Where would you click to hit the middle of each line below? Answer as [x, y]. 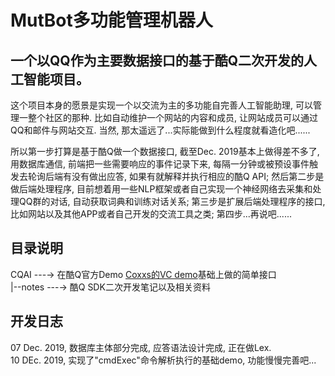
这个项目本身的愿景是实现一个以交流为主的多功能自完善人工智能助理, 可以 [161, 105]
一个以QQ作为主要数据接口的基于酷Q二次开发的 [157, 60]
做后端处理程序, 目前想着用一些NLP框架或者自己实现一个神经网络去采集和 [161, 189]
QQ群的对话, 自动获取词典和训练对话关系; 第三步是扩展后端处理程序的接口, [172, 201]
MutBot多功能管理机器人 [111, 20]
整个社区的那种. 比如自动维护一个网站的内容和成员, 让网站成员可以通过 [172, 117]
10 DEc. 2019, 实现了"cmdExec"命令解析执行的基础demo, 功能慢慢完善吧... [163, 360]
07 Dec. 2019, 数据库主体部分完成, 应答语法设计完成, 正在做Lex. [141, 347]
